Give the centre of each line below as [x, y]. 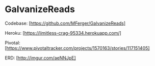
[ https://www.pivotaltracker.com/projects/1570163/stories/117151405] [77, 48]
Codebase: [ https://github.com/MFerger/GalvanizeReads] [65, 23]
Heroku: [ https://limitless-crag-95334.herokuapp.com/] [63, 33]
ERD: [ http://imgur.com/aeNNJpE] [40, 58]
